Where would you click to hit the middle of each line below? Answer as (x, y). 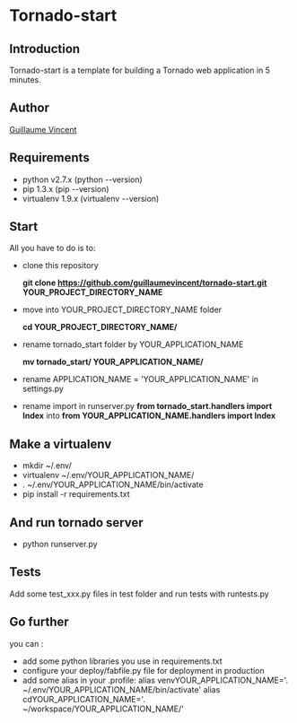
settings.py (43, 389)
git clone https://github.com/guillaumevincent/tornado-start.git (144, 283)
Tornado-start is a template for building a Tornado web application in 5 (140, 70)
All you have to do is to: (52, 248)
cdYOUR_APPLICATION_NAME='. (84, 699)
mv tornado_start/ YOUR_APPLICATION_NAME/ (113, 362)
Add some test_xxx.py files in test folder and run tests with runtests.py (139, 594)
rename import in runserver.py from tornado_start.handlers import (147, 406)
